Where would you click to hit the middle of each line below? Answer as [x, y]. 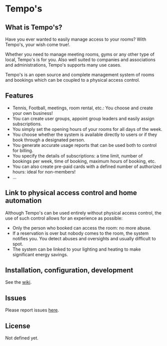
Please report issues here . [32, 310]
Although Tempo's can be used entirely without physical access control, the [83, 213]
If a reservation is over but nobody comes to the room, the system [80, 233]
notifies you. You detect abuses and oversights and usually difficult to [84, 238]
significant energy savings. [40, 254]
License [18, 326]
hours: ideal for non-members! [44, 171]
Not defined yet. [22, 338]
